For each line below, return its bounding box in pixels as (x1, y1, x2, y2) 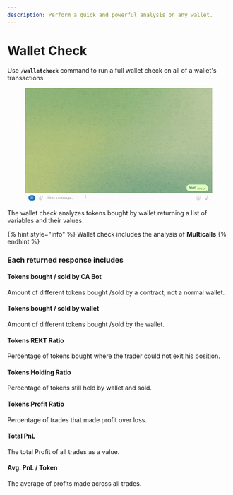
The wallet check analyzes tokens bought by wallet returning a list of (7, 208, 208, 217)
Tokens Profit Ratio (7, 400, 65, 408)
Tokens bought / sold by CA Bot (7, 273, 102, 281)
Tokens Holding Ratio (7, 368, 71, 376)
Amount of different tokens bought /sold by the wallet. (7, 320, 165, 328)
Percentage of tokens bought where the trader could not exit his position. (7, 352, 221, 360)
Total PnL (7, 431, 35, 441)
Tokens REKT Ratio (7, 336, 65, 345)
